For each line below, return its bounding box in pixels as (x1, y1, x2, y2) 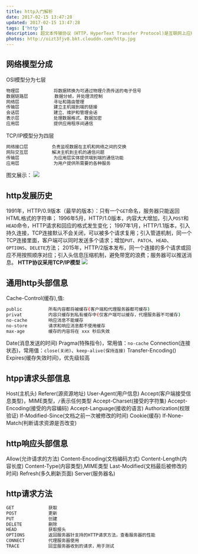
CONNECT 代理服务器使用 (6, 537, 80, 544)
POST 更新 (6, 510, 58, 516)
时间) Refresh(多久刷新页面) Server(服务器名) (6, 470, 116, 477)
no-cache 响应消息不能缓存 (6, 317, 84, 323)
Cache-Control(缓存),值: (6, 295, 65, 302)
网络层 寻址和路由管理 (6, 98, 84, 105)
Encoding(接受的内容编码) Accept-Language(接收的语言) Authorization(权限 (6, 405, 190, 412)
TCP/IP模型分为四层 (6, 132, 54, 139)
